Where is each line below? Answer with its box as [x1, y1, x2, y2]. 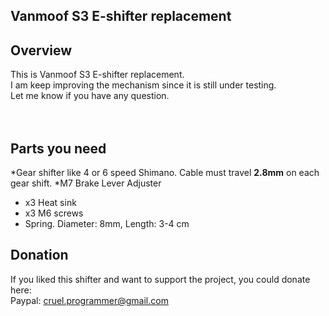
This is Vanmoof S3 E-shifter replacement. [10, 69, 185, 81]
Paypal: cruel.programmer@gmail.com [10, 294, 169, 306]
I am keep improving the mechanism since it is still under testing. [10, 79, 277, 91]
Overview [10, 42, 73, 59]
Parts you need [10, 140, 107, 157]
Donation [10, 247, 69, 264]
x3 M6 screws [24, 207, 84, 219]
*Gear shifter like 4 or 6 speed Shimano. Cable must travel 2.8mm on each [10, 167, 320, 179]
